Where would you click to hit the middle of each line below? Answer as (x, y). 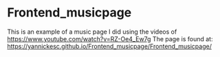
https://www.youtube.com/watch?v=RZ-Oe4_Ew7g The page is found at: (110, 38)
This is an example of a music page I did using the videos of (92, 32)
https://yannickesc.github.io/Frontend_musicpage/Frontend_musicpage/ (109, 46)
